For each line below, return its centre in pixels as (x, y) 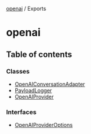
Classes (18, 71)
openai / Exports (26, 9)
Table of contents (39, 54)
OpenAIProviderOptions (43, 125)
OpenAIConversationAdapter (50, 84)
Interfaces (21, 112)
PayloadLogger (33, 90)
